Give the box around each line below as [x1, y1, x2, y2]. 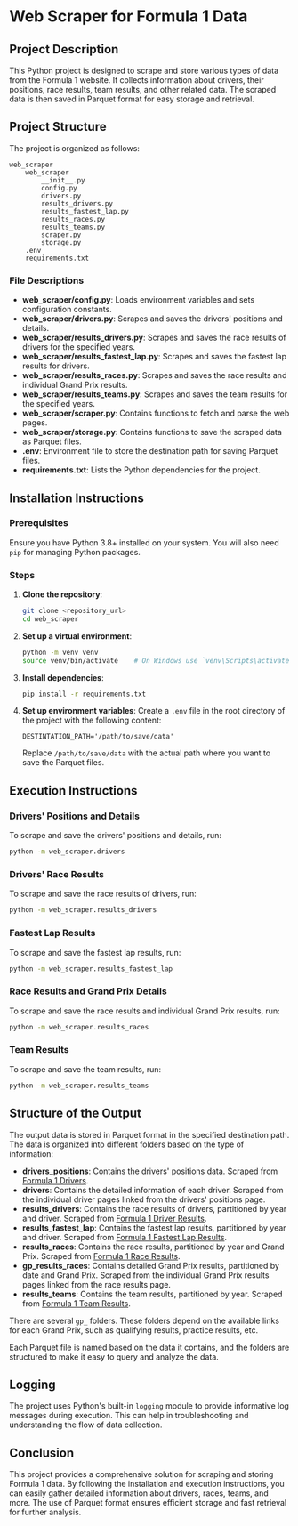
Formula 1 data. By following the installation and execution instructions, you [9, 1479, 285, 1490]
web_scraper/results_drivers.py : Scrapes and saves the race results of [21, 332, 286, 343]
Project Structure [9, 119, 107, 134]
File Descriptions [9, 274, 85, 287]
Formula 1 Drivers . [21, 1175, 89, 1185]
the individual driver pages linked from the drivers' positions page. [21, 1194, 266, 1205]
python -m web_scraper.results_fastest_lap [9, 964, 173, 973]
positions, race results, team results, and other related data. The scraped [9, 85, 277, 94]
